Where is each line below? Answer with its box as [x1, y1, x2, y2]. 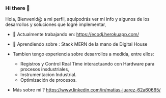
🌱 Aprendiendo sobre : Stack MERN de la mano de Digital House [12, 41, 148, 47]
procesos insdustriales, [20, 66, 70, 73]
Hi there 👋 [5, 5, 31, 12]
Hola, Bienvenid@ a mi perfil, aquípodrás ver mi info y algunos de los [5, 16, 150, 22]
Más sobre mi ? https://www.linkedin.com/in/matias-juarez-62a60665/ [12, 87, 161, 93]
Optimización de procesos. [20, 77, 77, 83]
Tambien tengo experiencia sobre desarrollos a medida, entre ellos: [12, 51, 154, 57]
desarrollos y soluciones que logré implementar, [5, 21, 106, 27]
